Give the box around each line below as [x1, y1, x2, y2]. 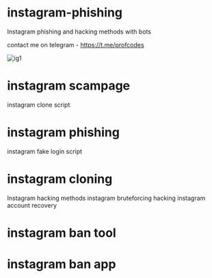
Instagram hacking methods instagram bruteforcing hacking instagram [7, 194, 206, 202]
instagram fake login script [7, 147, 83, 155]
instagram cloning [7, 171, 113, 186]
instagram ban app [7, 257, 116, 272]
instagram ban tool [7, 225, 116, 240]
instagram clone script [7, 101, 70, 109]
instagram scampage [7, 78, 131, 94]
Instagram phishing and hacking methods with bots [7, 27, 152, 36]
